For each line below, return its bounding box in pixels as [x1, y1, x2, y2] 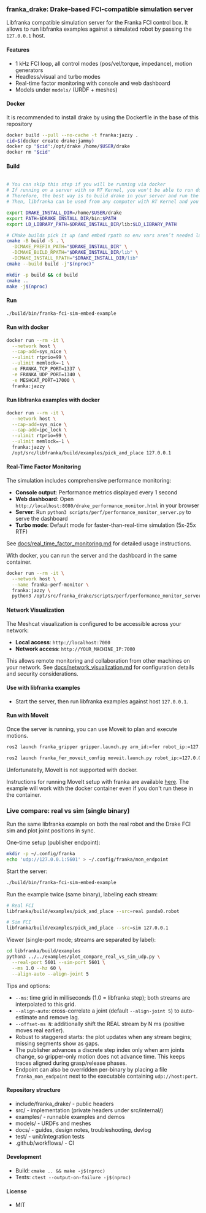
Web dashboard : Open [15, 495, 74, 502]
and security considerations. [6, 670, 78, 678]
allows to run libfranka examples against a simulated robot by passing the [6, 25, 192, 33]
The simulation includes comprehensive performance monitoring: [6, 476, 172, 484]
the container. [6, 791, 42, 798]
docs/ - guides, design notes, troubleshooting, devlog [15, 1126, 151, 1133]
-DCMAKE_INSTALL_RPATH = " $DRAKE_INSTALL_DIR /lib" [12, 255, 139, 261]
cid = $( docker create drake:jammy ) [6, 138, 95, 144]
